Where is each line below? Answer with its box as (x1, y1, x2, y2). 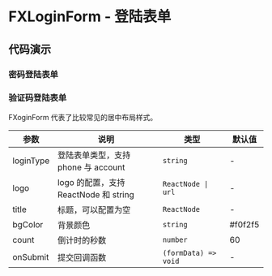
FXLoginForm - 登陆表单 (8, 7, 172, 26)
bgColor (12, 218, 44, 230)
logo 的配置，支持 (57, 176, 125, 188)
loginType (12, 155, 50, 166)
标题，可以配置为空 (57, 204, 131, 215)
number (162, 235, 188, 244)
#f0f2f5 (229, 218, 260, 230)
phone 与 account (57, 162, 125, 173)
